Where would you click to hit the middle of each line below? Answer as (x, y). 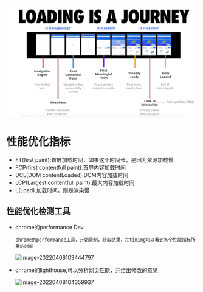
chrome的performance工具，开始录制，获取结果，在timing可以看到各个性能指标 (103, 240)
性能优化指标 (39, 141)
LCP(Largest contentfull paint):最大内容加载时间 (75, 182)
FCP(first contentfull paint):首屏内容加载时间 (70, 167)
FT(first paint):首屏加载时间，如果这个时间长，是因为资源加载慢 (94, 159)
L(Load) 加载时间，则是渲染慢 (52, 190)
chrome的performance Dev (49, 227)
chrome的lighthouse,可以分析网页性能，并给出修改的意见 (86, 270)
